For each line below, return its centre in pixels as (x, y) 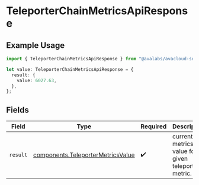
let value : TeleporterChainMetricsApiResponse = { (70, 69)
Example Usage (36, 45)
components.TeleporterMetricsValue (84, 155)
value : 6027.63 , (37, 80)
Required (154, 126)
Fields (18, 110)
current (183, 137)
